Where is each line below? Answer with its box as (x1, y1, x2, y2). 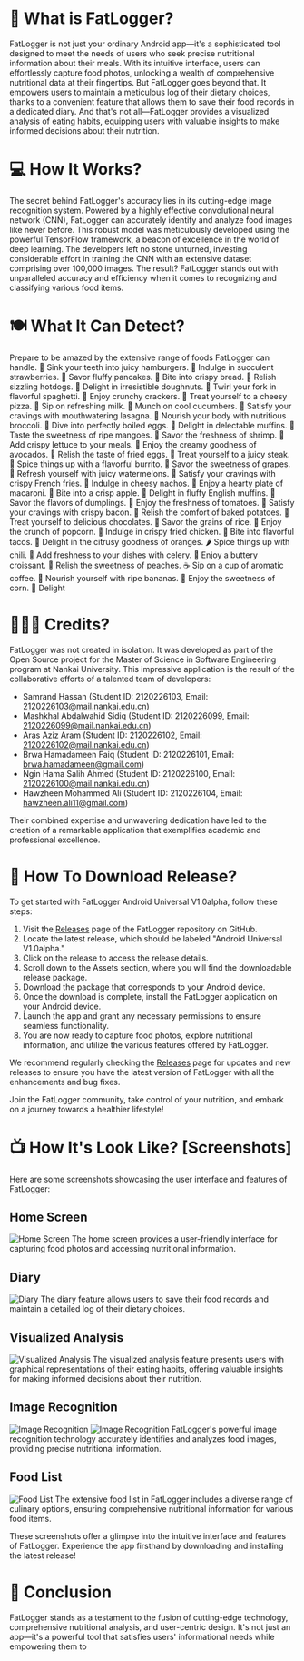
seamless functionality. (22, 1020, 110, 1031)
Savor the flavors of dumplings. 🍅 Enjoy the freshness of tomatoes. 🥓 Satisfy (9, 497, 295, 508)
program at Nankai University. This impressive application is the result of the (9, 663, 295, 674)
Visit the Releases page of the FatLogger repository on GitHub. (22, 923, 258, 934)
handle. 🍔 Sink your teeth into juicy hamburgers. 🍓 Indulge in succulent (9, 361, 274, 372)
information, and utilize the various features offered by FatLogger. (22, 1039, 270, 1050)
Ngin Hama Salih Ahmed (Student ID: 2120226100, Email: (22, 768, 236, 779)
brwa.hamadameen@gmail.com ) (22, 759, 145, 770)
